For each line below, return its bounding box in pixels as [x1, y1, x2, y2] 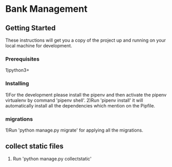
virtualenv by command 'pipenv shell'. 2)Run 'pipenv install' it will [5, 97, 143, 103]
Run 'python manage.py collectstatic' [12, 155, 92, 162]
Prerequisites [5, 55, 40, 62]
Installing [5, 80, 29, 87]
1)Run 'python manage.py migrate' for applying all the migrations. [5, 127, 144, 133]
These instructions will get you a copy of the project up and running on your [5, 37, 166, 43]
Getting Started [5, 24, 56, 32]
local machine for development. [5, 43, 72, 49]
